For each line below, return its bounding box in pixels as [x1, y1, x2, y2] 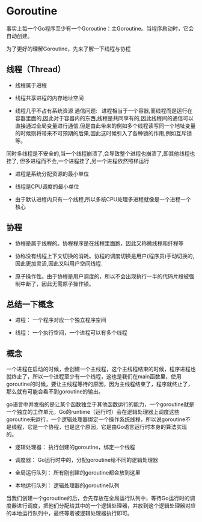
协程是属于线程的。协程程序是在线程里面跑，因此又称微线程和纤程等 [14, 239, 184, 247]
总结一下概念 [6, 299, 54, 309]
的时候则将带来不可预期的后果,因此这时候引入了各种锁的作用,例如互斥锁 [14, 129, 192, 136]
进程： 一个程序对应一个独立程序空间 [14, 317, 106, 324]
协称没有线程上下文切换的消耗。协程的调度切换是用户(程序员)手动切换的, [14, 252, 195, 259]
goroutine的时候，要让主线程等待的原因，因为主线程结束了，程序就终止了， [6, 380, 194, 388]
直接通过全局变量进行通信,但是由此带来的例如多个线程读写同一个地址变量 [14, 122, 196, 129]
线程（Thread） [6, 64, 66, 74]
